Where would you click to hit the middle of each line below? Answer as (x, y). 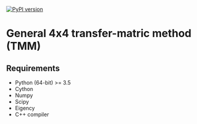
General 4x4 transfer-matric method (99, 34)
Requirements (33, 68)
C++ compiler (32, 114)
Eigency (25, 108)
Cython (24, 89)
